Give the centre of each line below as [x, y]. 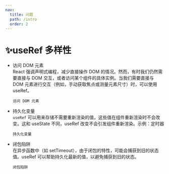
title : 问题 [22, 15]
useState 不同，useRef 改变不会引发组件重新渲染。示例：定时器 [98, 124]
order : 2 [19, 24]
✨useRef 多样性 [38, 50]
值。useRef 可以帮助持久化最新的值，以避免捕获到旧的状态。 [76, 157]
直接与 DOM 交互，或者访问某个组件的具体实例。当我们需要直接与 [86, 78]
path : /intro [23, 19]
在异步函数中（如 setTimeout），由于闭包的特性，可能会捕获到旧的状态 [86, 151]
